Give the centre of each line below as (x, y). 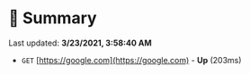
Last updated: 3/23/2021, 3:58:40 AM (80, 43)
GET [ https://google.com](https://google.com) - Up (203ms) (131, 60)
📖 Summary (53, 18)
